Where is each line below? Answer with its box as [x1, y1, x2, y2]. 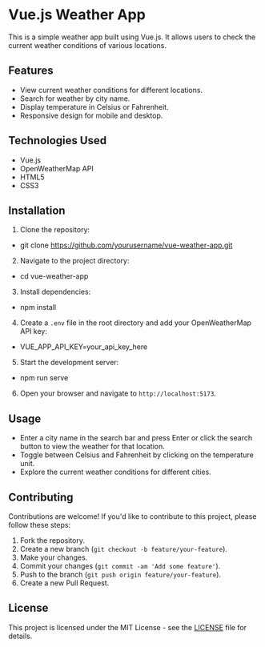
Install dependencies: [19, 287, 91, 297]
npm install [19, 303, 57, 312]
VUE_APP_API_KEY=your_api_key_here [19, 342, 148, 352]
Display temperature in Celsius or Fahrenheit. [19, 102, 170, 111]
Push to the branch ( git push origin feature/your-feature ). [19, 570, 222, 579]
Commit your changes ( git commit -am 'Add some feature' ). [19, 561, 221, 570]
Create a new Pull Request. [19, 578, 110, 588]
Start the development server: [19, 358, 119, 368]
